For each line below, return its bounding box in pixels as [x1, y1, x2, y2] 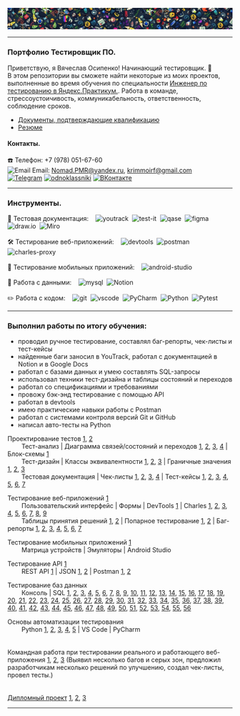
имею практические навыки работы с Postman [17, 405, 162, 414]
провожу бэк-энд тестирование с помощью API [17, 390, 164, 399]
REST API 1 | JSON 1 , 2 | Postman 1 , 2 [21, 567, 131, 576]
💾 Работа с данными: [7, 278, 72, 287]
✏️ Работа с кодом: [7, 294, 66, 302]
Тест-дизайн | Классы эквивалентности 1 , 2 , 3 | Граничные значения [21, 457, 231, 466]
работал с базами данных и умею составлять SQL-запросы [17, 367, 201, 376]
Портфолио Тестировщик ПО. [7, 47, 116, 57]
